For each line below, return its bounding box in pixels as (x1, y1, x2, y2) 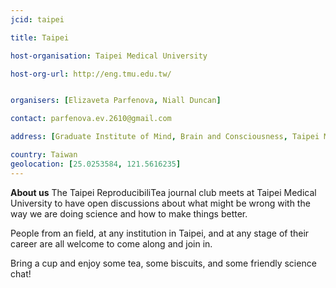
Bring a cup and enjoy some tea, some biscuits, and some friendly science (10, 257, 317, 269)
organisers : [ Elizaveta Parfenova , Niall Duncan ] (10, 96, 222, 106)
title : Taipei (10, 32, 70, 43)
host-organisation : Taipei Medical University (10, 51, 208, 61)
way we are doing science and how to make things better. (10, 207, 248, 220)
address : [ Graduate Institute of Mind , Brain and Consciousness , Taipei (10, 132, 320, 142)
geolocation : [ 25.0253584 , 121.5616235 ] (10, 159, 182, 169)
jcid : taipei (10, 14, 65, 25)
